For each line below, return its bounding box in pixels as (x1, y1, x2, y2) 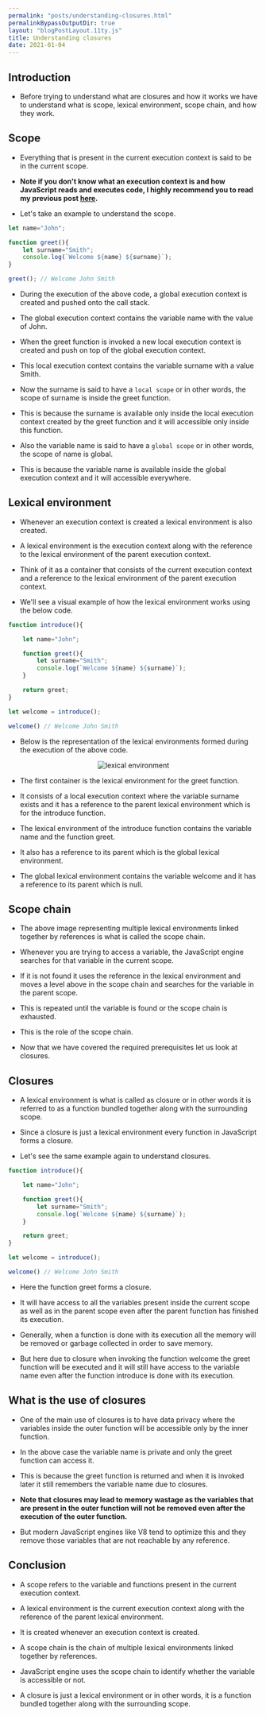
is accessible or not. (19, 1675, 86, 1684)
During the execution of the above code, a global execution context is (19, 289, 248, 299)
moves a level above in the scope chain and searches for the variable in (19, 980, 254, 989)
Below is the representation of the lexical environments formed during (19, 736, 249, 746)
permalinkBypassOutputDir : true (8, 19, 115, 27)
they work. (19, 108, 56, 118)
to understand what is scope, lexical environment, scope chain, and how (19, 100, 256, 110)
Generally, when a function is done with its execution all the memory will (19, 1330, 256, 1339)
